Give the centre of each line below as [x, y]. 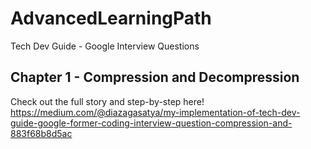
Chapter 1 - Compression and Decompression [155, 77]
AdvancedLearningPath [111, 18]
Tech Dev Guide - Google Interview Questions [105, 46]
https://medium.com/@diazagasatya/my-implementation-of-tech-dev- [155, 112]
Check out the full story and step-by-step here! [107, 101]
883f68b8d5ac [41, 133]
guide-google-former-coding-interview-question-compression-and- [151, 123]
